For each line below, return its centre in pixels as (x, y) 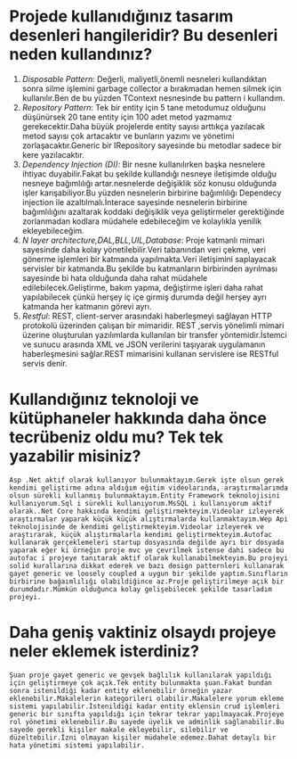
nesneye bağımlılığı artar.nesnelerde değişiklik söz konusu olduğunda (149, 183)
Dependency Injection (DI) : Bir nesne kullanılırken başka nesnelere (144, 164)
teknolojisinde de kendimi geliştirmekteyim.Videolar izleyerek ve (137, 527)
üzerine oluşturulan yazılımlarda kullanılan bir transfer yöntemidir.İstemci (154, 334)
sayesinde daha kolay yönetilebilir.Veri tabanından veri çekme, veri (144, 249)
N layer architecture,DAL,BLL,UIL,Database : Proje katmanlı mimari (143, 240)
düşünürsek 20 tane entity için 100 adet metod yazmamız (127, 117)
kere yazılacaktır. (53, 154)
